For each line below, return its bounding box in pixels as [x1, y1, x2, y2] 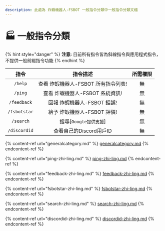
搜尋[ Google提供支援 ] [59, 118, 106, 125]
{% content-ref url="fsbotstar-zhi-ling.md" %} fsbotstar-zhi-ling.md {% [5, 185, 153, 191]
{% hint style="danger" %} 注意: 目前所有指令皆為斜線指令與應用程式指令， [5, 51, 161, 57]
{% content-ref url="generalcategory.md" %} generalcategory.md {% [5, 140, 149, 146]
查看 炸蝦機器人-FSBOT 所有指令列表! [38, 80, 127, 87]
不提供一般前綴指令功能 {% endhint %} [5, 57, 85, 63]
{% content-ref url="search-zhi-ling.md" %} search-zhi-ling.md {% [5, 200, 144, 206]
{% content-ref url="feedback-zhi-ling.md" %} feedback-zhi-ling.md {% [5, 170, 155, 176]
